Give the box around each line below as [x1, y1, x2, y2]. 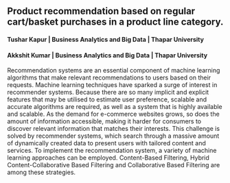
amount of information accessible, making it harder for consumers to [7, 117, 201, 125]
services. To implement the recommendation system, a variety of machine [7, 147, 217, 155]
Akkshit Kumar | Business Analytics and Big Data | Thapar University [7, 51, 208, 59]
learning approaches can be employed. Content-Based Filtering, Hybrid [7, 154, 209, 162]
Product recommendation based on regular [7, 5, 196, 17]
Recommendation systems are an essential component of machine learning [7, 66, 220, 75]
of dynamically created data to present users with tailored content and [7, 139, 206, 147]
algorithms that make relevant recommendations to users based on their [7, 73, 211, 82]
